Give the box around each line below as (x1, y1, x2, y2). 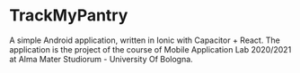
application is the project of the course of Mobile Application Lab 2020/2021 (9, 44, 292, 54)
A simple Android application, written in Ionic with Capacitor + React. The (9, 35, 280, 45)
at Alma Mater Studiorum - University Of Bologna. (9, 53, 193, 64)
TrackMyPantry (9, 5, 128, 26)
